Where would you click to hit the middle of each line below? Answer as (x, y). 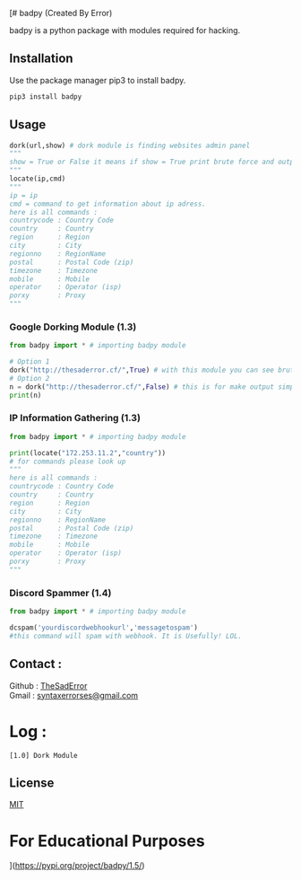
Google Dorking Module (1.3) (73, 327)
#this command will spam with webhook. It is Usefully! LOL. (126, 636)
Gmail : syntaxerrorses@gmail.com (74, 695)
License (32, 783)
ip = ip (24, 195)
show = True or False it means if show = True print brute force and (142, 162)
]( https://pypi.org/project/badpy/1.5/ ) (77, 866)
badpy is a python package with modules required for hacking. (125, 30)
